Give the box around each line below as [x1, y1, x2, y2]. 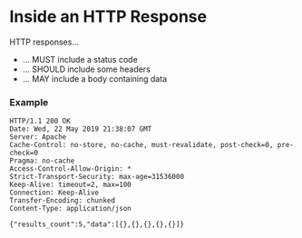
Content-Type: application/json [9, 204, 132, 213]
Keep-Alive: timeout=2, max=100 [9, 180, 132, 190]
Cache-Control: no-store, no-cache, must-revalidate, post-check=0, [9, 141, 274, 150]
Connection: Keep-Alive [9, 188, 100, 197]
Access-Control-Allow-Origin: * [9, 164, 132, 174]
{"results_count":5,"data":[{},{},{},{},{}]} [9, 220, 184, 229]
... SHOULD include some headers [22, 64, 151, 74]
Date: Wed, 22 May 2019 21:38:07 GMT [9, 124, 152, 134]
